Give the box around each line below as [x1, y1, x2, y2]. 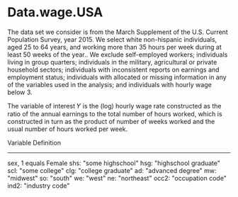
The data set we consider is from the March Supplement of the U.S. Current [7, 28, 228, 36]
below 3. [7, 88, 33, 96]
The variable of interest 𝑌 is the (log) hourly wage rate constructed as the [7, 101, 222, 110]
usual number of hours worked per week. [7, 125, 128, 133]
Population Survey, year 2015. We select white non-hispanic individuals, [7, 35, 217, 43]
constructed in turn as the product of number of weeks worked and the [7, 117, 215, 125]
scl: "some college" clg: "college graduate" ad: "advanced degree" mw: [7, 166, 217, 174]
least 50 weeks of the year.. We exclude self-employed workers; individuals [7, 50, 228, 59]
